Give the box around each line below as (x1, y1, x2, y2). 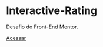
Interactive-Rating (6, 4, 98, 17)
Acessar (6, 34, 26, 41)
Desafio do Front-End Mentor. (6, 23, 78, 30)
